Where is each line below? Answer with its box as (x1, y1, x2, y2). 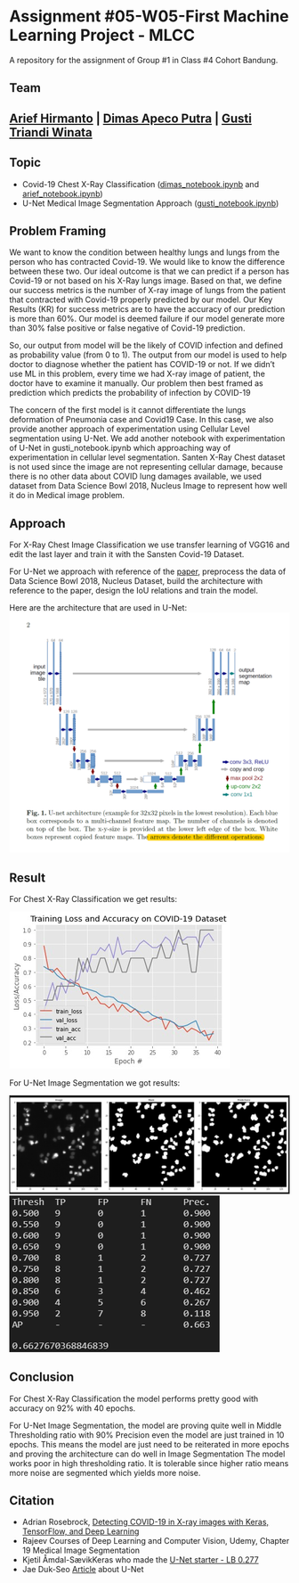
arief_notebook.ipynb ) (21, 188, 104, 199)
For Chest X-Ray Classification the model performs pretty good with (9, 1393, 259, 1404)
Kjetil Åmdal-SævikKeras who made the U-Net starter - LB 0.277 (21, 1554, 260, 1565)
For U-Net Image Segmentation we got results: (9, 1078, 181, 1088)
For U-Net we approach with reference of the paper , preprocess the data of (9, 566, 287, 577)
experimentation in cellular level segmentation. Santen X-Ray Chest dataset (9, 452, 286, 463)
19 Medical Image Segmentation (21, 1545, 141, 1556)
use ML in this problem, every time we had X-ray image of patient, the (9, 368, 265, 380)
